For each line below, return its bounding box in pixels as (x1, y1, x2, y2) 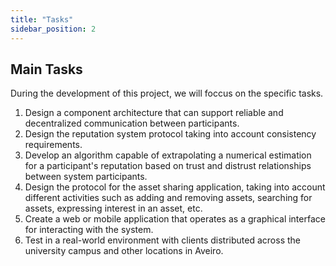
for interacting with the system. (24, 224, 154, 236)
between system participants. (24, 171, 148, 183)
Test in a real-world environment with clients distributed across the (24, 234, 301, 246)
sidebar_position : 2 (10, 24, 97, 34)
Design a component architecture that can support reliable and (24, 107, 284, 119)
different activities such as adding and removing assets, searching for (24, 192, 313, 204)
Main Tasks (10, 61, 83, 78)
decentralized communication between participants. (24, 117, 240, 130)
